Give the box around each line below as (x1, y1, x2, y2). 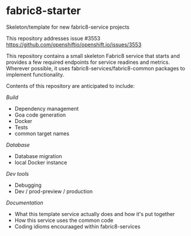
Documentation (6, 199, 44, 206)
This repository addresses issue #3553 (6, 35, 101, 42)
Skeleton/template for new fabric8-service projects (6, 23, 130, 30)
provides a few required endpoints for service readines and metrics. (6, 59, 170, 66)
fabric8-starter (6, 4, 81, 18)
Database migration (14, 152, 63, 159)
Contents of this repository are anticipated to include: (6, 82, 135, 89)
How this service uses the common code (14, 217, 114, 224)
